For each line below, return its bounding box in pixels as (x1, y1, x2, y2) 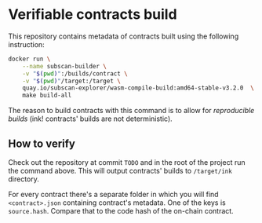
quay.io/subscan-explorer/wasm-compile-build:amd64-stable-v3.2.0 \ (22, 84, 255, 92)
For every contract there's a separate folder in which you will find (8, 190, 219, 199)
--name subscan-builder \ (22, 62, 107, 70)
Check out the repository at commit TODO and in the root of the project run (8, 158, 246, 166)
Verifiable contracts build (8, 5, 178, 24)
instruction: (8, 39, 45, 49)
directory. (8, 174, 39, 184)
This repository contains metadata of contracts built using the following (8, 31, 239, 41)
